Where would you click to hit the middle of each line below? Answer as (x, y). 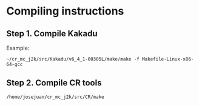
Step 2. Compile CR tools (54, 83)
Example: (18, 48)
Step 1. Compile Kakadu (52, 34)
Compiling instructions (65, 11)
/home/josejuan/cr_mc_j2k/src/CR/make (55, 97)
